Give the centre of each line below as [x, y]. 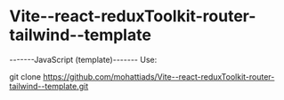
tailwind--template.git [49, 86]
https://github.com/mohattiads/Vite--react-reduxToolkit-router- [159, 76]
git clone [25, 76]
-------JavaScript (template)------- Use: [83, 59]
